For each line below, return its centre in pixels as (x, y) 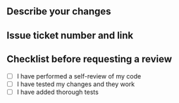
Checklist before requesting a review (89, 59)
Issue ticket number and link (70, 35)
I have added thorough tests (58, 92)
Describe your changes (59, 12)
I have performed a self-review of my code (79, 76)
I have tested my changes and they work (76, 84)
